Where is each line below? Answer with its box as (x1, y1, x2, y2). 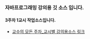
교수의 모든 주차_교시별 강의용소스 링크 (12, 29, 85, 35)
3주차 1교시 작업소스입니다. (5, 17, 56, 23)
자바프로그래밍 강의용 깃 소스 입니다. (5, 4, 84, 11)
